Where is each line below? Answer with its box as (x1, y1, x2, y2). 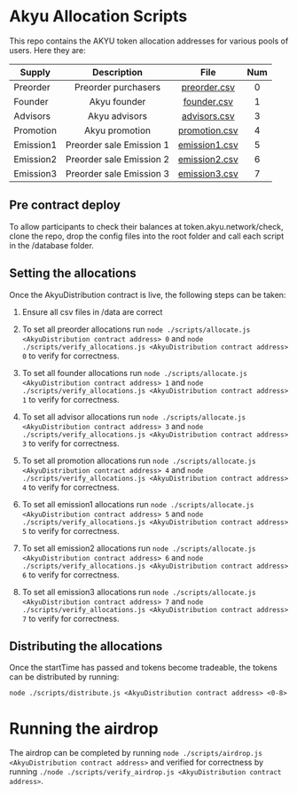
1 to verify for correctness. (21, 394, 120, 404)
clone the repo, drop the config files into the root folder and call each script (9, 231, 285, 241)
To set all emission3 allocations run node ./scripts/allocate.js (21, 586, 256, 597)
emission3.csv (177, 167, 239, 179)
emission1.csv (177, 138, 239, 151)
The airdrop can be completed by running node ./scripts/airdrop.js (9, 748, 263, 758)
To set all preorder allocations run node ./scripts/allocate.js (21, 324, 251, 334)
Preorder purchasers (74, 81, 161, 93)
